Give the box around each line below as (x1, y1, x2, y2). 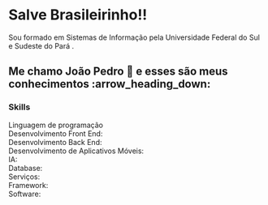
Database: (8, 163, 43, 173)
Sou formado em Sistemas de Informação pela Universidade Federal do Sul (8, 32, 260, 42)
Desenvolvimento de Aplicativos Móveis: (8, 146, 145, 156)
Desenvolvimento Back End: (8, 137, 102, 147)
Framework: (8, 180, 49, 190)
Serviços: (8, 172, 41, 182)
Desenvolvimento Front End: (8, 128, 103, 139)
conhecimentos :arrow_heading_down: (8, 77, 211, 91)
